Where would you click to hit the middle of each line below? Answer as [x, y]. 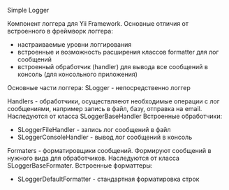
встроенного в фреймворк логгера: [60, 31]
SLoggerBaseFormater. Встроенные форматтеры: [80, 166]
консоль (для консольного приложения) [77, 74]
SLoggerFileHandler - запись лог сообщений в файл [94, 130]
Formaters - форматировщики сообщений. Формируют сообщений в [109, 151]
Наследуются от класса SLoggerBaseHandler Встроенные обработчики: [114, 116]
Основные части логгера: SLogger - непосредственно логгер [99, 88]
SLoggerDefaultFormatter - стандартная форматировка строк [108, 179]
